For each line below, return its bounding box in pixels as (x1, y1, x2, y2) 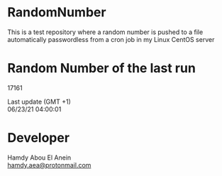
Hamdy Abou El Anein (7, 153, 72, 162)
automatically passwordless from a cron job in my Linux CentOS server (7, 35, 215, 43)
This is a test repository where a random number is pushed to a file (7, 28, 204, 36)
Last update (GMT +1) (7, 97, 71, 106)
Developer (7, 130, 70, 146)
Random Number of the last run (7, 60, 196, 77)
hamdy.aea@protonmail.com (7, 160, 91, 169)
